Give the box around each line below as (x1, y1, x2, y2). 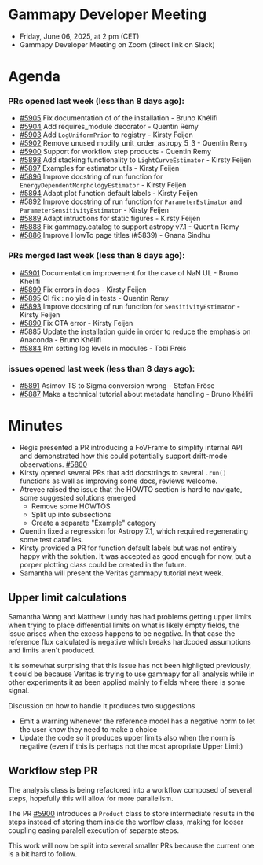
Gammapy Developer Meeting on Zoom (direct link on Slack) (19, 39, 216, 49)
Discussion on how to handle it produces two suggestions (8, 701, 195, 710)
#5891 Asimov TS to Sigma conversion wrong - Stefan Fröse (19, 381, 215, 390)
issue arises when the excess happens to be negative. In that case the (8, 628, 236, 638)
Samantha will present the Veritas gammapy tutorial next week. (19, 568, 224, 578)
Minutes (8, 417, 63, 434)
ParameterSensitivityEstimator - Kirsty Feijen (19, 205, 170, 215)
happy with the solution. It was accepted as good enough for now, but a (19, 551, 252, 560)
